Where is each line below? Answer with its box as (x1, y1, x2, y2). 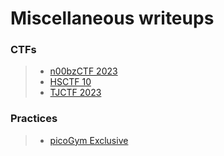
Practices (10, 112, 58, 126)
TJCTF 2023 (49, 87, 102, 99)
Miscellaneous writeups (10, 7, 215, 30)
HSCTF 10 (49, 76, 92, 88)
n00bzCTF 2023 (49, 65, 118, 77)
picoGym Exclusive (49, 134, 129, 146)
